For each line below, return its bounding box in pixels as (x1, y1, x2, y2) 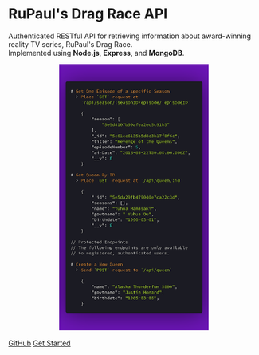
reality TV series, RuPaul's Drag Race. (8, 39, 133, 49)
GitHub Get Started (8, 338, 71, 348)
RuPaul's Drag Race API (8, 5, 168, 23)
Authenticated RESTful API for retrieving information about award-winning (8, 31, 252, 41)
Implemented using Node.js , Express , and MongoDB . (8, 48, 185, 57)
